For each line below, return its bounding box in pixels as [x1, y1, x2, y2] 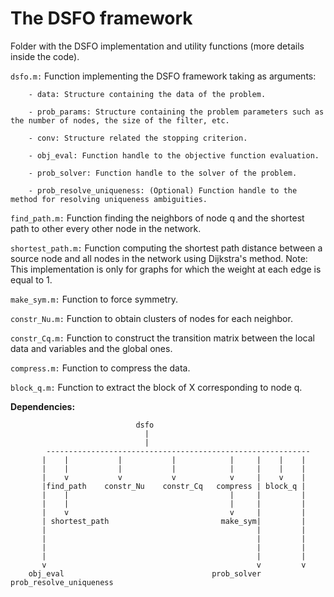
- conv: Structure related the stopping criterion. [28, 133, 248, 143]
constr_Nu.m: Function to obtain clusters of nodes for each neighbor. [10, 312, 293, 324]
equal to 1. [10, 273, 53, 286]
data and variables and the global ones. [10, 342, 173, 354]
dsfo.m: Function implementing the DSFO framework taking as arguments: [10, 70, 317, 82]
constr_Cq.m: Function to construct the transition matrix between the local [10, 332, 315, 344]
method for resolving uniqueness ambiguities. [10, 194, 208, 204]
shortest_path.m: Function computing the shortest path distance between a [10, 242, 323, 254]
